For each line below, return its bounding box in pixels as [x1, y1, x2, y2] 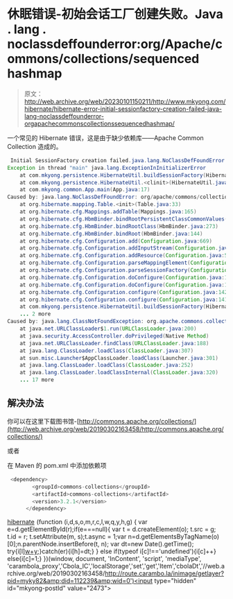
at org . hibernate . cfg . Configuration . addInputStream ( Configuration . [19, 245, 218, 252]
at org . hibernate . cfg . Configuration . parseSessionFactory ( [19, 267, 191, 274]
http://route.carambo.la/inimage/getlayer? [105, 569, 224, 578]
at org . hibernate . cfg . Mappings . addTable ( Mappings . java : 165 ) [19, 209, 197, 216]
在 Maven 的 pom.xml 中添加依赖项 [7, 461, 107, 469]
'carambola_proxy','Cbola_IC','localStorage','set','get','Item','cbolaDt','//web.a [7, 562, 225, 571]
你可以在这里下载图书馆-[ [7, 417, 80, 425]
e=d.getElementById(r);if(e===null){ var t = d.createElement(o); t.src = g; [7, 525, 216, 534]
